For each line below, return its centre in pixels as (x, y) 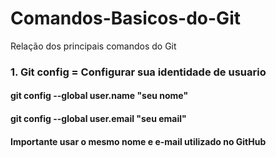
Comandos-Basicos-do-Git (125, 18)
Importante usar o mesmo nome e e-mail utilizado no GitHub (138, 141)
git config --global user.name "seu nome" (99, 96)
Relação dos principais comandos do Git (93, 46)
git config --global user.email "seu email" (98, 119)
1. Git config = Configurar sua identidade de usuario (138, 72)
